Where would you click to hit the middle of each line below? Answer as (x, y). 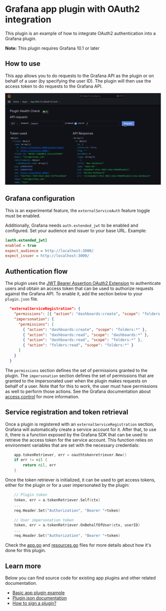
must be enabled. (23, 216)
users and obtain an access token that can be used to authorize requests (80, 288)
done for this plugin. (25, 551)
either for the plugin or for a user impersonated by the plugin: (67, 485)
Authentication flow (37, 271)
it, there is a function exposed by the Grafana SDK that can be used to (76, 434)
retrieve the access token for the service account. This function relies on (79, 440)
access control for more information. (42, 396)
